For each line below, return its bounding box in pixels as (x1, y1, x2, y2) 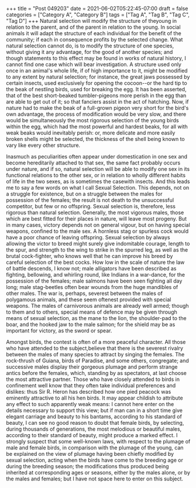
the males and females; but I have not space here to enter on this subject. (6, 475, 183, 482)
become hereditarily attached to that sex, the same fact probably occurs (6, 159, 181, 166)
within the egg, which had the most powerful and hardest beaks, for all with (6, 123, 188, 130)
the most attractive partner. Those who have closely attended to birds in (6, 376, 180, 383)
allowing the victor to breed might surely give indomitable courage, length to (6, 240, 190, 247)
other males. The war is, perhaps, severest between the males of (6, 290, 163, 297)
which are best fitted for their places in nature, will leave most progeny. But (6, 215, 187, 222)
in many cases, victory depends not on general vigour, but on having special (6, 222, 190, 228)
